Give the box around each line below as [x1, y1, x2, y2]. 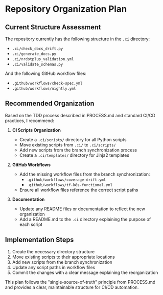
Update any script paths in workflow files [12, 264, 95, 270]
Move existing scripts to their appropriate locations [12, 254, 115, 260]
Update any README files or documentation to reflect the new [19, 206, 145, 212]
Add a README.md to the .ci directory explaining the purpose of [19, 216, 151, 222]
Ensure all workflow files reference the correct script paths [19, 187, 139, 193]
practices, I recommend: [5, 118, 55, 123]
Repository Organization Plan [5, 3, 127, 15]
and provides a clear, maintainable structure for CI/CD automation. [5, 284, 139, 290]
